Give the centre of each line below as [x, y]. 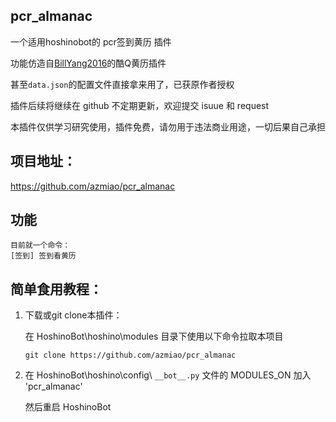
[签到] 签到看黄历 [43, 256]
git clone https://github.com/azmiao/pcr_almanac [130, 355]
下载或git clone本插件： [73, 315]
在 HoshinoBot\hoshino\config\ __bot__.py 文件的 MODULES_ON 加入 [168, 375]
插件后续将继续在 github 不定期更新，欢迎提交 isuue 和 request [140, 105]
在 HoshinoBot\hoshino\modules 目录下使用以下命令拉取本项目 [154, 336]
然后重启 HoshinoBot [68, 407]
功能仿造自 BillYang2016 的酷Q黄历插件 [88, 63]
